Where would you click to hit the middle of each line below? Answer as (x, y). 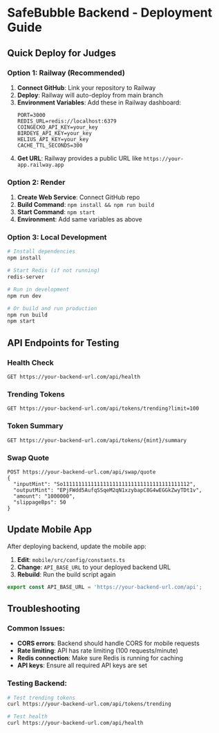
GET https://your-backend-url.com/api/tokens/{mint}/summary (97, 440)
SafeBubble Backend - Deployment (110, 13)
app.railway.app (40, 165)
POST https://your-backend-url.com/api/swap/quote (82, 472)
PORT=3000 (31, 115)
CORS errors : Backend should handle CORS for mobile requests (108, 643)
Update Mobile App (49, 530)
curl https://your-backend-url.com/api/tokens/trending (89, 704)
